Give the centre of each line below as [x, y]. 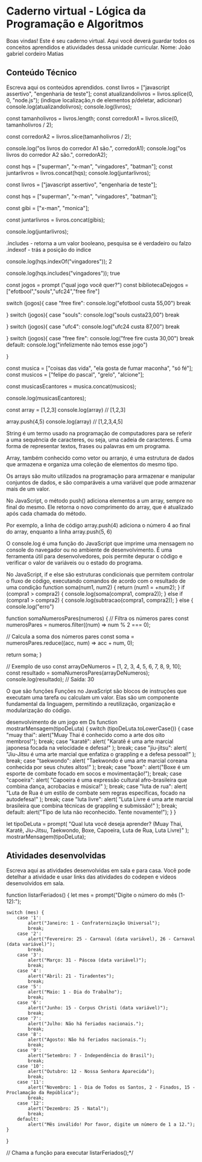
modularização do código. [39, 710]
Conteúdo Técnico [42, 73]
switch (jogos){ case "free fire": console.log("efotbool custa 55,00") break [99, 303]
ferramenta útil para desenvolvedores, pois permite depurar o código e [94, 556]
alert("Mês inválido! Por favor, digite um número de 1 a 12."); [112, 1124]
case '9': [30, 1050]
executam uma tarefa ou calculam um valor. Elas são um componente [93, 697]
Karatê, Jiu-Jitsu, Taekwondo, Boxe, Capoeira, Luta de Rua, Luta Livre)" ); [98, 830]
